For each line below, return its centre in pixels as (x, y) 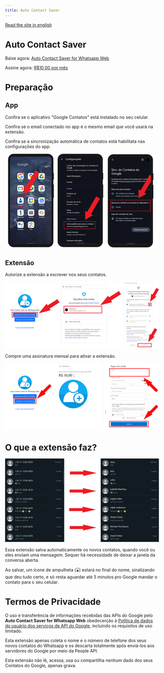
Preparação (29, 87)
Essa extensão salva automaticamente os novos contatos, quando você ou (80, 550)
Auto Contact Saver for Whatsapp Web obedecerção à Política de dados (79, 621)
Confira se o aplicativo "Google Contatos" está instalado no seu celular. (77, 117)
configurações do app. (28, 146)
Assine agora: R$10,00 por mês (37, 67)
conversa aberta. (22, 560)
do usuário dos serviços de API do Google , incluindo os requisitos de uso (79, 626)
